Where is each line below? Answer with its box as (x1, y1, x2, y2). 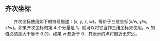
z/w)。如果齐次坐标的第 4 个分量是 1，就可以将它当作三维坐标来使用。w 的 (5, 24, 155, 30)
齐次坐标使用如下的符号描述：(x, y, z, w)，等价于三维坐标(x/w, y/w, (14, 19, 148, 24)
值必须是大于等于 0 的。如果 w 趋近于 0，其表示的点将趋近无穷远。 (5, 31, 140, 37)
